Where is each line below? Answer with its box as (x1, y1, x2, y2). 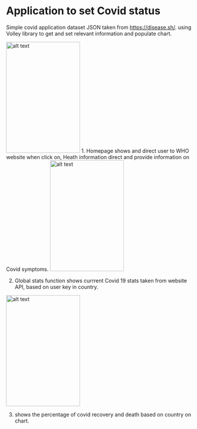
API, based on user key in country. (14, 283, 98, 291)
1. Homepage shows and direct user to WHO (81, 147, 189, 154)
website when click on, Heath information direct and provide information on (6, 153, 190, 160)
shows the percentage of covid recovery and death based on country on (14, 411, 192, 418)
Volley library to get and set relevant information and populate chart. (6, 30, 172, 37)
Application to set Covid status (6, 4, 161, 18)
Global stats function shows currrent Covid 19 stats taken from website (14, 277, 188, 284)
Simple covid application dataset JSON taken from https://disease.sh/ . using (6, 24, 192, 31)
